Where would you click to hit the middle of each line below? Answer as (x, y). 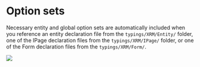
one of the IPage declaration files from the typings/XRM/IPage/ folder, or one (100, 40)
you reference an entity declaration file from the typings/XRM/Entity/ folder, (100, 33)
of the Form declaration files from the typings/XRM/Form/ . (76, 47)
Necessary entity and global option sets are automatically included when (96, 28)
